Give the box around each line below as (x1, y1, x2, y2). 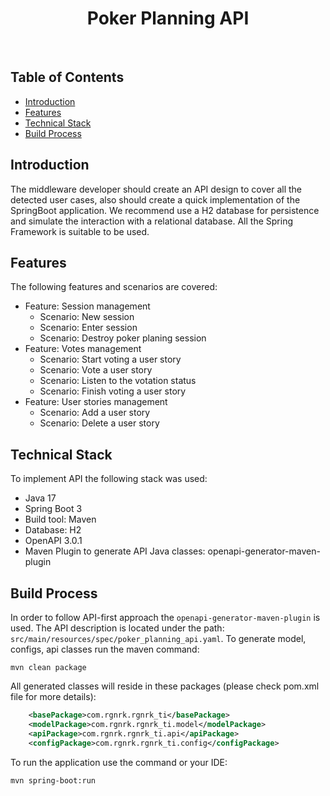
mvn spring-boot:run (10, 775, 97, 786)
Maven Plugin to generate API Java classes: (24, 545, 206, 557)
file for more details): (10, 691, 97, 702)
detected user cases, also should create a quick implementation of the (10, 193, 301, 206)
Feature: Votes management (24, 343, 142, 355)
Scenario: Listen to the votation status (39, 375, 197, 387)
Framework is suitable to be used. (10, 225, 150, 237)
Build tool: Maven (24, 513, 97, 526)
